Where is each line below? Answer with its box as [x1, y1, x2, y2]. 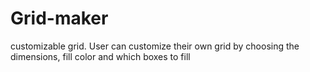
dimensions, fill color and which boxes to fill [10, 50, 191, 62]
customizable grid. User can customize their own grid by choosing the [10, 40, 300, 52]
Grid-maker [10, 7, 109, 30]
